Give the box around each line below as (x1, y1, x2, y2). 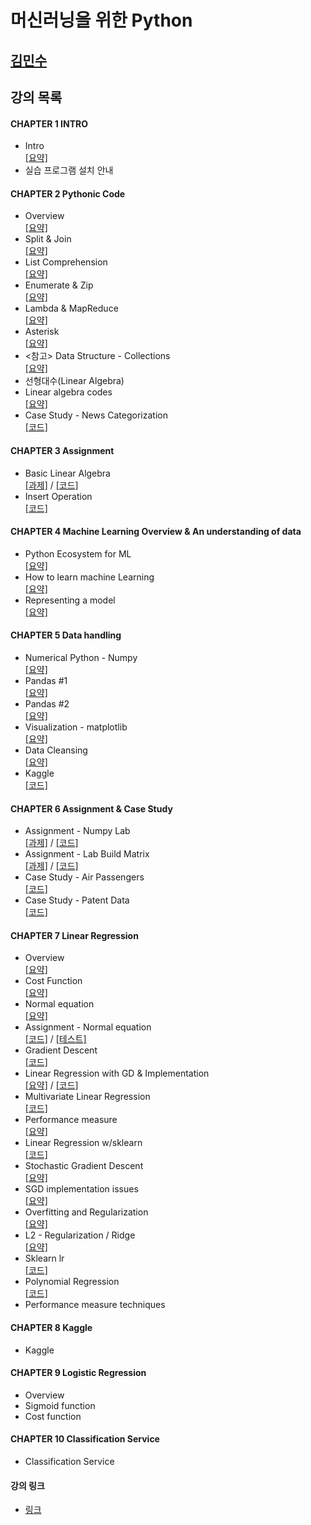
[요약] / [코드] (24, 1079, 79, 1091)
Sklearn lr (24, 1252, 65, 1265)
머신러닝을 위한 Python (10, 9, 193, 32)
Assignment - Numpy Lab (24, 825, 131, 837)
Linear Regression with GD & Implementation (24, 1067, 210, 1080)
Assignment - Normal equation (24, 1021, 152, 1033)
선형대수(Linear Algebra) (24, 375, 125, 387)
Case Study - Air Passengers (24, 871, 145, 883)
